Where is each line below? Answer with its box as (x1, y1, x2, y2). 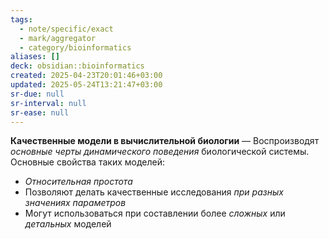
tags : (10, 14, 33, 25)
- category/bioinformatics (19, 42, 132, 53)
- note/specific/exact (19, 24, 114, 34)
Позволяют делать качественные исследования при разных (24, 186, 284, 198)
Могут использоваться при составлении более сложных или (24, 207, 286, 220)
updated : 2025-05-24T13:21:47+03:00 (10, 80, 163, 90)
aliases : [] (10, 52, 60, 62)
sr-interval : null (10, 98, 87, 108)
